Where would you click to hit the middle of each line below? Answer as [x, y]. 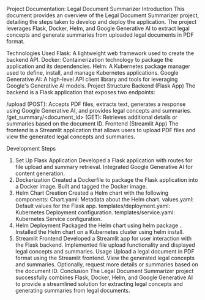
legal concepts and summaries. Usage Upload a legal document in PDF [105, 251]
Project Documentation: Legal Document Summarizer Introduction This [95, 9]
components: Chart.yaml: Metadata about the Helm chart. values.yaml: [104, 199]
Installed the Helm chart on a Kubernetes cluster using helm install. [99, 232]
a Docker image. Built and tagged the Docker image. [81, 186]
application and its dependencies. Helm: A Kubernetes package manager [99, 66]
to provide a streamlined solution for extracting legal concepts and [99, 284]
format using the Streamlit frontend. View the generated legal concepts [105, 258]
